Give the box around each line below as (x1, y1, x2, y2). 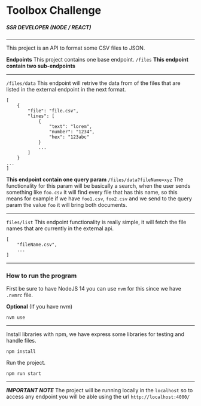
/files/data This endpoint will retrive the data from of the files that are (6, 80, 181, 87)
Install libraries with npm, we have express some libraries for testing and (6, 331, 184, 338)
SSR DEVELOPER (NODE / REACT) (6, 23, 92, 30)
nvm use (6, 315, 26, 320)
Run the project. (6, 359, 46, 367)
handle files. (6, 337, 37, 344)
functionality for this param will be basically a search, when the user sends (6, 182, 191, 190)
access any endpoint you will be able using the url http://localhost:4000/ (6, 393, 190, 401)
